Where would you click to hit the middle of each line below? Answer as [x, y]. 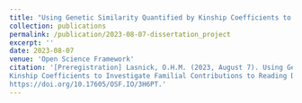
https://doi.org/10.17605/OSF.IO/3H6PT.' [88, 84]
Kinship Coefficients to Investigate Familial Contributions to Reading [148, 76]
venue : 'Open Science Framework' [72, 59]
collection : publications [58, 26]
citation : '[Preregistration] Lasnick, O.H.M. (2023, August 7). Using [146, 68]
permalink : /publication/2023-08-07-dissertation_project [120, 34]
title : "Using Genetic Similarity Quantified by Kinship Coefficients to [151, 17]
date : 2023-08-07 [42, 51]
